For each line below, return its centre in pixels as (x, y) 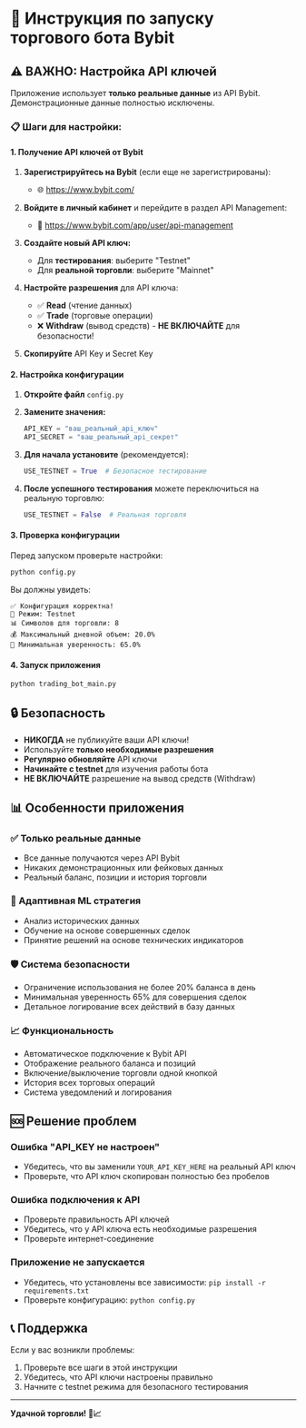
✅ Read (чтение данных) (84, 305)
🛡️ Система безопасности (70, 964)
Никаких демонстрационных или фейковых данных (123, 868)
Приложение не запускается (78, 1263)
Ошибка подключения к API (75, 1199)
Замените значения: (64, 412)
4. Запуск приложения (55, 665)
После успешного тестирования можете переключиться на (141, 488)
